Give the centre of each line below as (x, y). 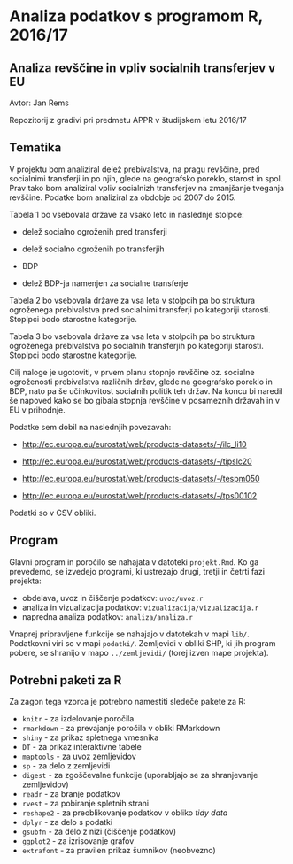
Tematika (35, 148)
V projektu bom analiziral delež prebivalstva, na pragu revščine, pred (135, 169)
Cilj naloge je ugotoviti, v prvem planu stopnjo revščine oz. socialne (132, 372)
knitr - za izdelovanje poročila (78, 719)
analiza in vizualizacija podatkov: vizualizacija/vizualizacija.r (140, 607)
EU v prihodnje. (38, 410)
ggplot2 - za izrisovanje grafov (78, 841)
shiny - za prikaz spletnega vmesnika (90, 737)
